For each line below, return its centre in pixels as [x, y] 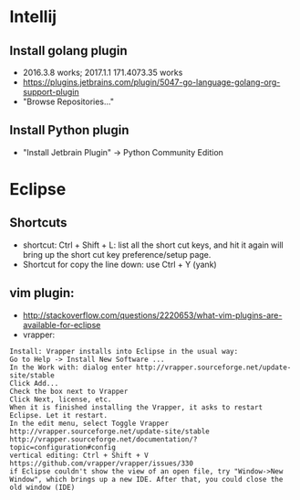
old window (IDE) [42, 487]
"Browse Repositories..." [68, 101]
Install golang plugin [68, 51]
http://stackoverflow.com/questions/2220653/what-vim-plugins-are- [152, 315]
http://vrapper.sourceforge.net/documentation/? [103, 439]
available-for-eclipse [62, 324]
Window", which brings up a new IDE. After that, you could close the [146, 479]
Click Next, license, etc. [61, 399]
